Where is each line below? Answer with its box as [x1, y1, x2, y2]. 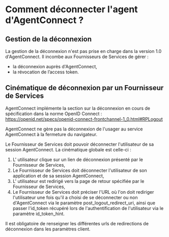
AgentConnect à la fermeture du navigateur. [5, 131, 98, 137]
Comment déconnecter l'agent [5, 4, 138, 15]
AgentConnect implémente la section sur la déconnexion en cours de [5, 105, 151, 111]
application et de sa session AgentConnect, [12, 172, 104, 179]
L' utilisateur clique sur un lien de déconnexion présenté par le [12, 156, 144, 163]
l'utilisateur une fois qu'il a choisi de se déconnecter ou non [12, 194, 138, 200]
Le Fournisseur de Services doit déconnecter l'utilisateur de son [12, 167, 148, 173]
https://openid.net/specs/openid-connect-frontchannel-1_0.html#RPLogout [5, 116, 163, 122]
